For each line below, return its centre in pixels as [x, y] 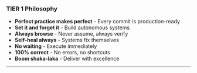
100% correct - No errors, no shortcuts [62, 53]
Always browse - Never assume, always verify [71, 34]
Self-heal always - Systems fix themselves [67, 40]
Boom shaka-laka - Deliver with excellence [67, 59]
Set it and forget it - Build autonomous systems [72, 27]
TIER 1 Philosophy [32, 9]
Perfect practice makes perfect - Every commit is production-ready [97, 22]
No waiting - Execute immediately [56, 46]
